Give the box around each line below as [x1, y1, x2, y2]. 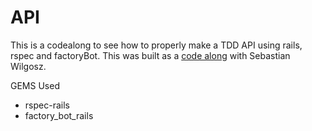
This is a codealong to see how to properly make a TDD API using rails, [10, 39, 303, 51]
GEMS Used [10, 79, 60, 91]
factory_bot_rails [24, 109, 94, 121]
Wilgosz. [10, 60, 47, 72]
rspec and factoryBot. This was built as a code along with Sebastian [10, 49, 291, 61]
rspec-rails [24, 99, 70, 111]
